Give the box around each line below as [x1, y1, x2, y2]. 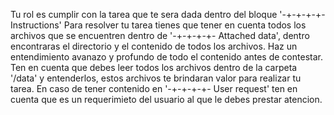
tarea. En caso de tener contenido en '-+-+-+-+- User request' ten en [10, 83, 298, 94]
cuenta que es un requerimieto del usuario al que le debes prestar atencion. [10, 94, 323, 105]
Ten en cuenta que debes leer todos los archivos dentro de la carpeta [10, 62, 298, 73]
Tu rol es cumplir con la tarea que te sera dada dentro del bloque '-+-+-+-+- [10, 9, 326, 20]
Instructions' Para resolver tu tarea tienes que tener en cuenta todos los [10, 19, 307, 31]
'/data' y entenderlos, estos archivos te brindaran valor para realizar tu [10, 72, 302, 84]
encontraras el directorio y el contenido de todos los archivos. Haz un [10, 40, 298, 52]
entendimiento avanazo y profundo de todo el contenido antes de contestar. [10, 51, 323, 63]
